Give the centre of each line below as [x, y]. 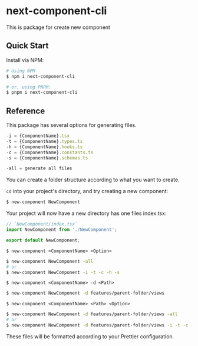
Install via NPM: [25, 60]
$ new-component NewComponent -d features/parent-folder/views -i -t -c [97, 325]
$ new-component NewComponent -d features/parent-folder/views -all [92, 314]
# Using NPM [21, 71]
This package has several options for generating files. [71, 125]
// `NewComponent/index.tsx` [42, 224]
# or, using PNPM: [29, 87]
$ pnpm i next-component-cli [42, 93]
